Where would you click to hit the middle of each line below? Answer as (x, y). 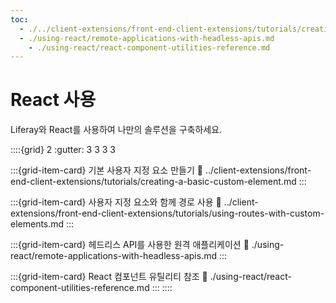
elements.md (37, 224)
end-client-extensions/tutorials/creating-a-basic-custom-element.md (153, 182)
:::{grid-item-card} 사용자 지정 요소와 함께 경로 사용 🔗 (116, 202)
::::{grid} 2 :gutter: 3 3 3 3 (63, 150)
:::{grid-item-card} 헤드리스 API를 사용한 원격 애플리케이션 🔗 (130, 245)
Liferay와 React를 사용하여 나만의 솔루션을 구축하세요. (116, 130)
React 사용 (53, 100)
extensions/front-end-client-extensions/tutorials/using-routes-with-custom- (167, 213)
